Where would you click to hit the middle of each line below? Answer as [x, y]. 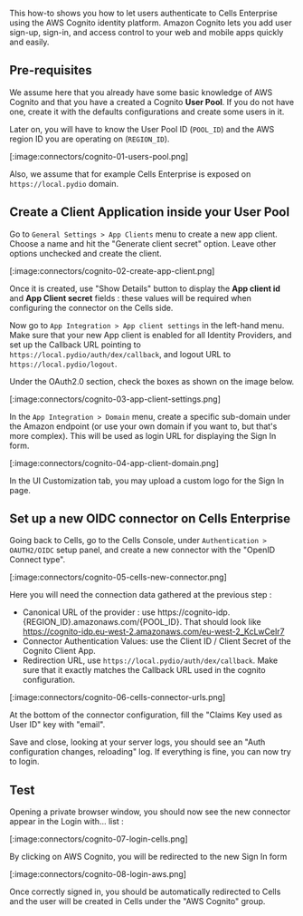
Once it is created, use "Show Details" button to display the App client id [145, 288]
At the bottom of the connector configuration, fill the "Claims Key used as [146, 715]
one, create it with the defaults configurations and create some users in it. [147, 112]
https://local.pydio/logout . [63, 364]
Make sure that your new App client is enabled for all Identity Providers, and [151, 335]
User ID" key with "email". [57, 725]
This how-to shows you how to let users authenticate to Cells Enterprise [143, 13]
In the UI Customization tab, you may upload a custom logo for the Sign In [147, 481]
